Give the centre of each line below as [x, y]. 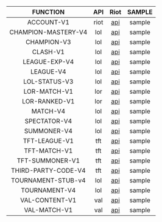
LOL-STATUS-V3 [48, 82]
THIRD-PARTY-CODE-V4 [49, 171]
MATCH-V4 [48, 111]
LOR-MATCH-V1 [48, 92]
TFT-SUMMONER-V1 [48, 161]
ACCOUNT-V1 [48, 22]
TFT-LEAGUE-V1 [48, 141]
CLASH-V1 [48, 52]
